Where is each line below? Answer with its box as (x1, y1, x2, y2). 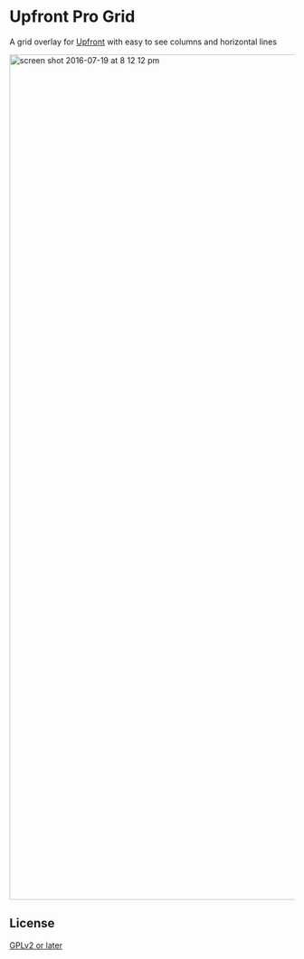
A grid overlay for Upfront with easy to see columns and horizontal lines (9, 36, 278, 47)
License (9, 916, 55, 931)
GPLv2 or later (9, 939, 63, 951)
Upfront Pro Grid (9, 6, 136, 27)
